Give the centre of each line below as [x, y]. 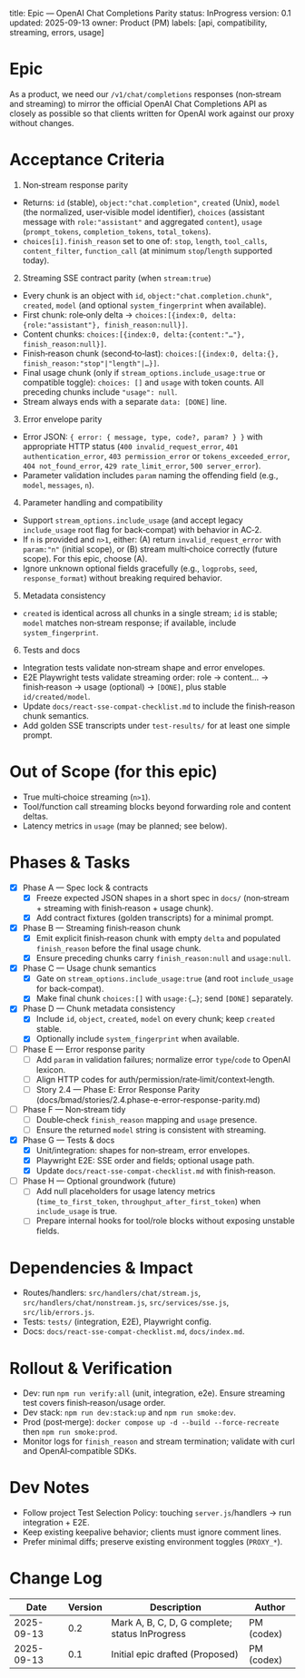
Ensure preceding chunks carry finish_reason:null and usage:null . [163, 958]
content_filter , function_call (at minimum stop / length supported [148, 250]
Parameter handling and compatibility [93, 502]
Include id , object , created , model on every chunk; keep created [155, 1019]
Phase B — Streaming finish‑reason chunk [102, 927]
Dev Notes [49, 1488]
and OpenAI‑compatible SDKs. [79, 1451]
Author [270, 1607]
